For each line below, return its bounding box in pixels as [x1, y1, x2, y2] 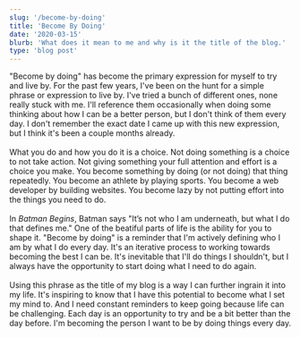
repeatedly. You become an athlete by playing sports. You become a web [9, 175, 279, 186]
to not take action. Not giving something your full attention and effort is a [9, 156, 278, 167]
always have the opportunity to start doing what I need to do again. [9, 261, 257, 272]
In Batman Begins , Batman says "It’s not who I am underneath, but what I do [9, 214, 290, 224]
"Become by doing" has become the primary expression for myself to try [9, 71, 278, 81]
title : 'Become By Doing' [9, 21, 106, 30]
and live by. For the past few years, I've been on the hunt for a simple [9, 80, 264, 91]
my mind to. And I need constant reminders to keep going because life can [9, 299, 285, 309]
